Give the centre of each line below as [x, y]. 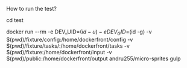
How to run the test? [32, 9]
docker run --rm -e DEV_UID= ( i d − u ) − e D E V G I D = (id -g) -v [79, 32]
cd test [15, 20]
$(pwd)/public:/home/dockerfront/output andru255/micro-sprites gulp [93, 58]
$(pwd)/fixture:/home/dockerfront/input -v [59, 52]
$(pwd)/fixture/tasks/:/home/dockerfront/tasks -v [68, 46]
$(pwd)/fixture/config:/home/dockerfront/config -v [70, 39]
